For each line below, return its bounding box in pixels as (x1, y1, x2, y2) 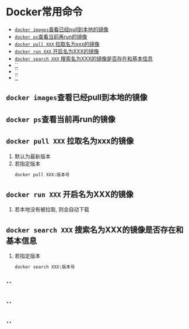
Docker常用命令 (6, 5, 83, 19)
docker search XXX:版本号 (14, 264, 75, 270)
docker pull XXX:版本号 (14, 172, 70, 177)
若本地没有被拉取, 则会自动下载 (14, 206, 89, 213)
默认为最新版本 (14, 153, 51, 160)
